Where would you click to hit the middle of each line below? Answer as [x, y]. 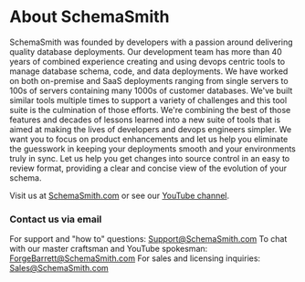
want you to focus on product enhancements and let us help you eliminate [149, 139]
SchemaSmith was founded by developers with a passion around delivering [152, 42]
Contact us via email [56, 219]
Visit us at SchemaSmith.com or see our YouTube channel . [120, 195]
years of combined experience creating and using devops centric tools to [147, 61]
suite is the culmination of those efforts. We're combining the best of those [150, 110]
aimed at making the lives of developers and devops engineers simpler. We [151, 129]
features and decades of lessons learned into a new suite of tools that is [145, 120]
